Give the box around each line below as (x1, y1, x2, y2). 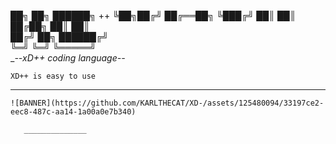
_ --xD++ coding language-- (10, 52, 126, 64)
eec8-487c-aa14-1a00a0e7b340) (10, 107, 137, 117)
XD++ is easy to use (10, 71, 97, 81)
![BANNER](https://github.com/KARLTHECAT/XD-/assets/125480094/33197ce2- (10, 98, 325, 108)
